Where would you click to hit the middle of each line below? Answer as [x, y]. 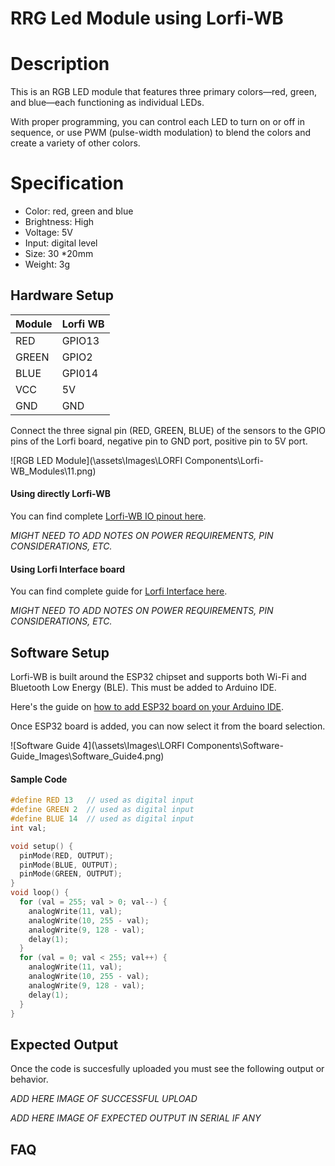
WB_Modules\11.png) [53, 471]
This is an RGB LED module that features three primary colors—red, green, [164, 92]
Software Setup [60, 652]
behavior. [29, 1079]
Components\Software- [235, 746]
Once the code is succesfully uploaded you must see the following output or [167, 1069]
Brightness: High [59, 222]
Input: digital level [61, 243]
